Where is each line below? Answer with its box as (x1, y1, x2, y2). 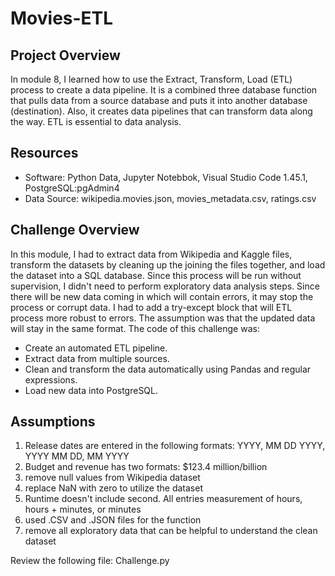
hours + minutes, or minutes (24, 503, 142, 516)
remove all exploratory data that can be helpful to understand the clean (24, 525, 318, 537)
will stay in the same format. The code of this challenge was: (10, 322, 260, 334)
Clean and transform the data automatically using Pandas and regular (24, 363, 312, 375)
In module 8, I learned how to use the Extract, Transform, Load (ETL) (10, 73, 293, 85)
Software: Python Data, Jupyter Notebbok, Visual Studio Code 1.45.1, (24, 171, 308, 183)
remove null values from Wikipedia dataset (24, 472, 201, 484)
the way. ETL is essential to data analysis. (10, 116, 182, 127)
